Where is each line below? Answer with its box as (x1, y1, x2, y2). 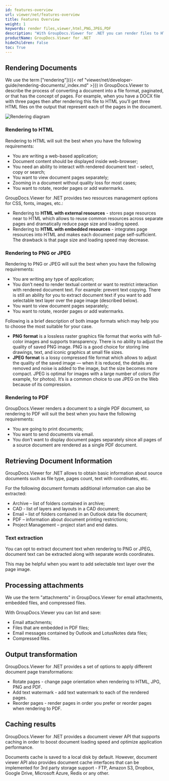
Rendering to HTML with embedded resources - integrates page (12, 226, 147, 232)
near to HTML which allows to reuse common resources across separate (12, 215, 163, 221)
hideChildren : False (5, 40, 49, 45)
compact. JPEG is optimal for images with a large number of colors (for (12, 371, 160, 377)
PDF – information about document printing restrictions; (12, 516, 128, 523)
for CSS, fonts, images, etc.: (5, 200, 64, 206)
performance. (5, 744, 34, 750)
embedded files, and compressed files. (5, 600, 87, 606)
